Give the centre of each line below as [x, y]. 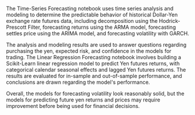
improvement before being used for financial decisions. [73, 106]
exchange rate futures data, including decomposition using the [82, 21]
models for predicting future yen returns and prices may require [83, 100]
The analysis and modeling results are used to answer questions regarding [96, 45]
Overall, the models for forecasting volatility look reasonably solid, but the [95, 94]
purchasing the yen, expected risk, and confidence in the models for [89, 51]
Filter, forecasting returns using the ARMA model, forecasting [102, 27]
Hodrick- [169, 21]
